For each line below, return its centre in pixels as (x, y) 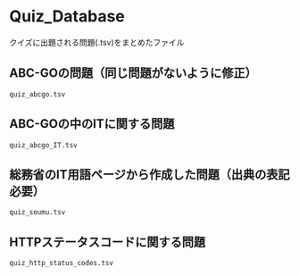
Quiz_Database (67, 17)
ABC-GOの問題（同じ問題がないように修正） (133, 73)
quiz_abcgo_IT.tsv (43, 145)
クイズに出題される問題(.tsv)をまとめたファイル (97, 42)
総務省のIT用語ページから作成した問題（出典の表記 (149, 175)
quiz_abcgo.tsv (37, 94)
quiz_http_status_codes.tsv (62, 263)
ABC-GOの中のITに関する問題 (92, 124)
